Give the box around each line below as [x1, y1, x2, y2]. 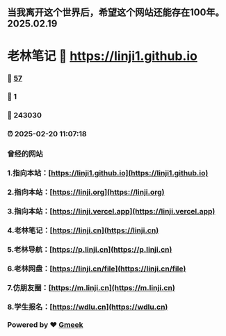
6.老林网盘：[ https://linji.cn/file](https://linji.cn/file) [7, 264, 186, 273]
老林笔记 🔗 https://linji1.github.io [7, 48, 198, 64]
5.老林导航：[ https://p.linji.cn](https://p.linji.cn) [7, 245, 172, 255]
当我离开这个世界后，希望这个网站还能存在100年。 [7, 6, 225, 19]
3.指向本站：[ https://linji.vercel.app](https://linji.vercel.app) [7, 207, 216, 216]
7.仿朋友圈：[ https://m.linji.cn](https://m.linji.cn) [7, 283, 175, 293]
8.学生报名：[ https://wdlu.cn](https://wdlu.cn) [7, 302, 168, 312]
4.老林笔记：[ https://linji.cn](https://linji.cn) [7, 225, 159, 235]
